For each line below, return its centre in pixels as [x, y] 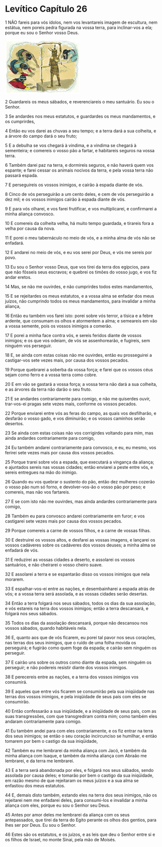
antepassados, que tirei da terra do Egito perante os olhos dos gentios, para [81, 820]
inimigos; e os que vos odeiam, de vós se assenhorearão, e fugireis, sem [78, 340]
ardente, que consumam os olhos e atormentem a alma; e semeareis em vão [81, 320]
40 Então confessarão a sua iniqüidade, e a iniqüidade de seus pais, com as [81, 711]
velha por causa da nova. [30, 228]
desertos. [15, 423]
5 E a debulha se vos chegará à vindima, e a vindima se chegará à [71, 145]
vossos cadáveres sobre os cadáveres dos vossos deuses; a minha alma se [81, 545]
